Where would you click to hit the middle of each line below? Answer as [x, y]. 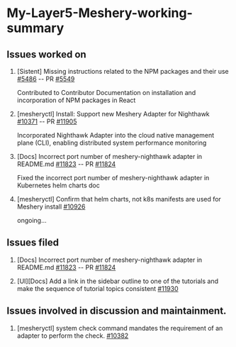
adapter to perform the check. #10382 [73, 336]
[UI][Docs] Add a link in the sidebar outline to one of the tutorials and [118, 281]
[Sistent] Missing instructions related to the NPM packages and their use [123, 71]
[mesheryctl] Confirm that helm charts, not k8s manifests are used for [119, 199]
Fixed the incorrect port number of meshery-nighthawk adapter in [113, 178]
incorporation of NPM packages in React [76, 100]
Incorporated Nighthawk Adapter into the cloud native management [116, 135]
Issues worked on [46, 54]
